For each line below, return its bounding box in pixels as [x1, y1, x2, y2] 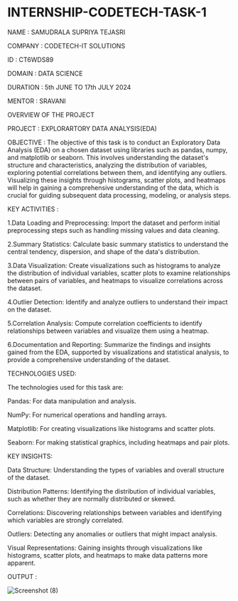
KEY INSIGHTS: [7, 452, 53, 460]
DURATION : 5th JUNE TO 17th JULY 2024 [7, 83, 131, 91]
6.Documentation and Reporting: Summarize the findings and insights [7, 340, 211, 349]
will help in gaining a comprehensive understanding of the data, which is [7, 183, 220, 192]
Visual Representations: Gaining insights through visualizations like [7, 543, 203, 552]
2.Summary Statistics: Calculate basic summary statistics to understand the [7, 240, 229, 248]
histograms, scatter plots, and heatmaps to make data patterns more [7, 551, 208, 559]
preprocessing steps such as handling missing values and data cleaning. [7, 225, 220, 235]
